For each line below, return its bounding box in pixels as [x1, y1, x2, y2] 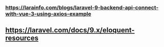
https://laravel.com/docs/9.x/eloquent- [5, 26, 135, 34]
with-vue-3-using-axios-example [5, 10, 91, 17]
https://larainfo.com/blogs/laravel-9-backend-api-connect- [5, 4, 159, 11]
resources [5, 34, 38, 42]
